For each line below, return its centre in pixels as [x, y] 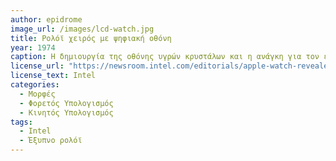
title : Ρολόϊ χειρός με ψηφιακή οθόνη [91, 38]
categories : [35, 85]
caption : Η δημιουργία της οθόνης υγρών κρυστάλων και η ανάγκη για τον [165, 57]
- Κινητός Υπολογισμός [66, 112]
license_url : [37, 66]
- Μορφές [37, 94]
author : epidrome [46, 19]
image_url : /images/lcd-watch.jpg [82, 29]
